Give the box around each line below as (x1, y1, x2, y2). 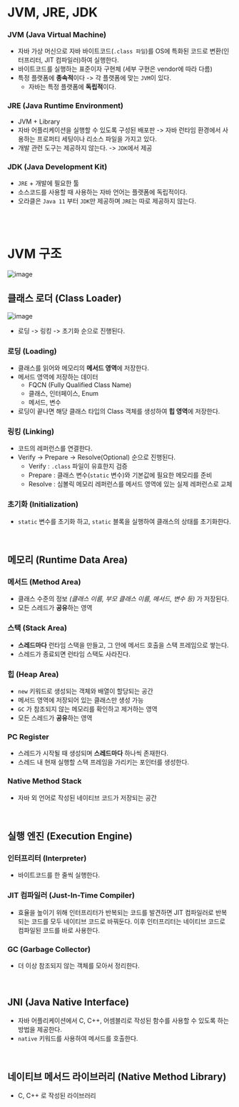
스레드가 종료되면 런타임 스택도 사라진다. (17, 649, 131, 658)
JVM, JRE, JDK (7, 4, 98, 21)
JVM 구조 (7, 246, 62, 262)
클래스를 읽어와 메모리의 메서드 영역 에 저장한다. (17, 364, 150, 372)
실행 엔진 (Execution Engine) (7, 830, 133, 842)
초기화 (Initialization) (7, 499, 78, 509)
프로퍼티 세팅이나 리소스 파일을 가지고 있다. (36, 134, 157, 143)
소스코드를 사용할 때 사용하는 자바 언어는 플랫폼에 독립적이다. (17, 188, 188, 196)
